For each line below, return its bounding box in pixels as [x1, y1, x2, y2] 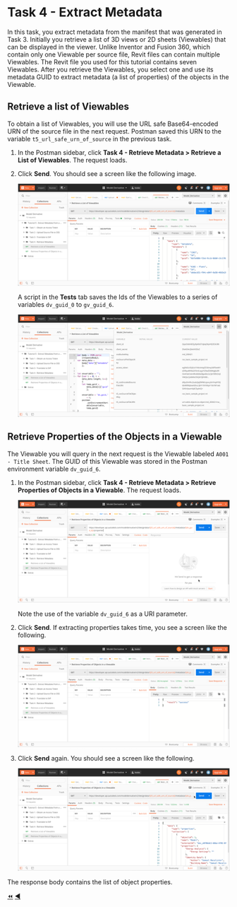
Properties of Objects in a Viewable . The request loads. [17, 486, 181, 494]
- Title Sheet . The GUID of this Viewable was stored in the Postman [7, 457, 208, 465]
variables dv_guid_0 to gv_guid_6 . [17, 300, 114, 309]
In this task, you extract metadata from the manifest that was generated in [7, 28, 222, 36]
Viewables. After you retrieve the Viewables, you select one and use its [7, 65, 214, 74]
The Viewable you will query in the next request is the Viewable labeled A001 [7, 450, 229, 458]
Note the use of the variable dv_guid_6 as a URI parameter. [17, 609, 188, 618]
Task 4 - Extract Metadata [7, 4, 163, 21]
